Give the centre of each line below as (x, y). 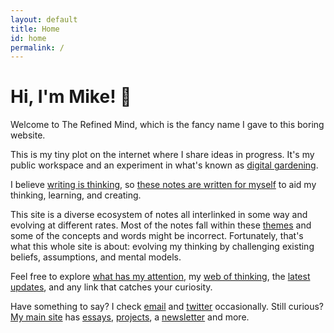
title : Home (35, 29)
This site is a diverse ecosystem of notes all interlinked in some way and (159, 215)
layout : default (44, 19)
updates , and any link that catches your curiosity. (111, 287)
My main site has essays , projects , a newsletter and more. (130, 317)
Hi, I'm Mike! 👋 (71, 97)
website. (28, 135)
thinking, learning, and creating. (76, 195)
